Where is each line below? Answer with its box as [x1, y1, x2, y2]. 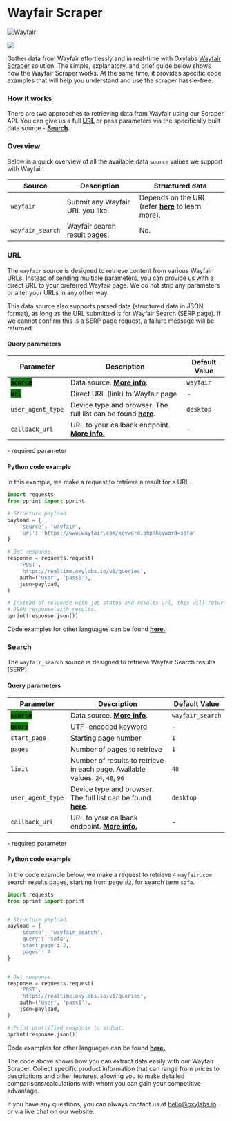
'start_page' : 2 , [19, 942, 70, 949]
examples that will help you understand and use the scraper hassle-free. [7, 76, 213, 85]
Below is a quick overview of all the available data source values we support [7, 157, 223, 166]
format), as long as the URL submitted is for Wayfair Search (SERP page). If [7, 309, 221, 317]
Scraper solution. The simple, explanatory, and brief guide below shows [7, 61, 212, 70]
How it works [7, 94, 52, 103]
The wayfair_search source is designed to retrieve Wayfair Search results [7, 658, 216, 667]
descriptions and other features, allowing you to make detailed [7, 1072, 185, 1080]
